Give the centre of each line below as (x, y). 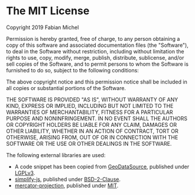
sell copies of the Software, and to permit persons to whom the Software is (97, 64)
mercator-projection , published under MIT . (66, 186)
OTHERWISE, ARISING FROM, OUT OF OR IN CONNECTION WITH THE (92, 137)
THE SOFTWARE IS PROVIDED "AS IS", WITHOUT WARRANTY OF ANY (92, 100)
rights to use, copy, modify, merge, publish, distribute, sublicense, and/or (95, 57)
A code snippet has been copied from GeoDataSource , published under (102, 167)
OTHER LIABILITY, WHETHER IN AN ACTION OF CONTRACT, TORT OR (92, 131)
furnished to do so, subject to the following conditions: (72, 70)
